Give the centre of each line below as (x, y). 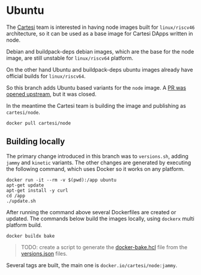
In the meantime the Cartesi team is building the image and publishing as (96, 105)
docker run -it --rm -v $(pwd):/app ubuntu (61, 180)
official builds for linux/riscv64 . (46, 76)
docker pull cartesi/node (38, 123)
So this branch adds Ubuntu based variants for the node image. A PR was (96, 87)
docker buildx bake (31, 236)
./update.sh (21, 201)
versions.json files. (44, 253)
